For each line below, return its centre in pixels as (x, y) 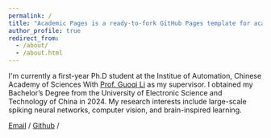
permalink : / (30, 16)
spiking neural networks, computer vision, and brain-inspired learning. (125, 110)
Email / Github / (34, 126)
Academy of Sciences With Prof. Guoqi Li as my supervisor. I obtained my (131, 84)
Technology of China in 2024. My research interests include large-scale (128, 101)
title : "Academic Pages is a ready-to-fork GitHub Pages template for (129, 23)
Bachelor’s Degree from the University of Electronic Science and (115, 93)
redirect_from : (34, 38)
